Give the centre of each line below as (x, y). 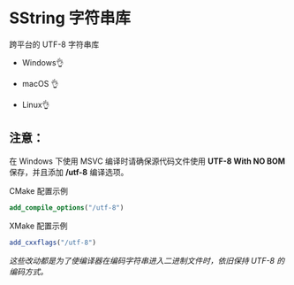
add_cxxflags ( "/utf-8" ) (53, 243)
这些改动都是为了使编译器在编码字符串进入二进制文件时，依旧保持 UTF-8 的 (147, 260)
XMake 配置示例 (38, 226)
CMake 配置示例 (39, 190)
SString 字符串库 (70, 18)
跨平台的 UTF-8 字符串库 (54, 44)
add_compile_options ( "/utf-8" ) (67, 208)
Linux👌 (36, 104)
